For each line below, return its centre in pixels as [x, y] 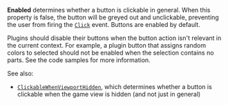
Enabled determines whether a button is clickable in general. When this [109, 10]
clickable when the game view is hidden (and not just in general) [109, 94]
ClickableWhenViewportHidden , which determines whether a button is [114, 87]
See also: [20, 73]
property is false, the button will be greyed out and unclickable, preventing [113, 17]
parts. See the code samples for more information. [79, 60]
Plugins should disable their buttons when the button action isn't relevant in [114, 38]
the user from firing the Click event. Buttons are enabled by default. [104, 25]
